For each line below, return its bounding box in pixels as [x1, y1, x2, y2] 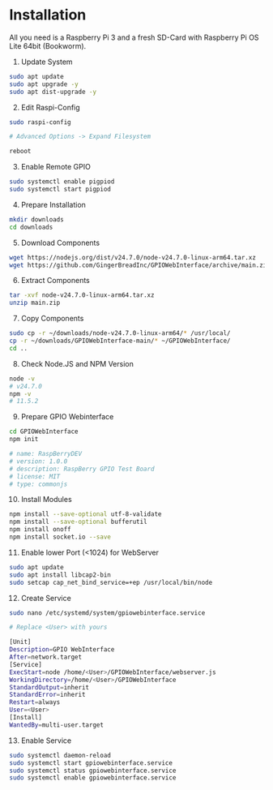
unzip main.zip [9, 298, 61, 307]
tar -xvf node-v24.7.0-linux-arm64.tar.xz [9, 291, 155, 299]
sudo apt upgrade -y [9, 79, 79, 88]
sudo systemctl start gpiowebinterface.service [9, 758, 173, 767]
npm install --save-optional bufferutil [9, 517, 148, 526]
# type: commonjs [9, 480, 68, 488]
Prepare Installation [20, 200, 86, 209]
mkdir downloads [9, 215, 64, 224]
